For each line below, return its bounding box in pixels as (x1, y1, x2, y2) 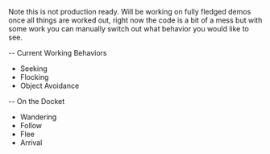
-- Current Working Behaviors (8, 48, 107, 57)
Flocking (19, 73, 49, 81)
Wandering (19, 112, 57, 122)
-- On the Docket (8, 97, 65, 106)
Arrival (19, 138, 43, 148)
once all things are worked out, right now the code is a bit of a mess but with (8, 15, 263, 25)
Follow (19, 121, 43, 130)
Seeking (19, 64, 48, 73)
